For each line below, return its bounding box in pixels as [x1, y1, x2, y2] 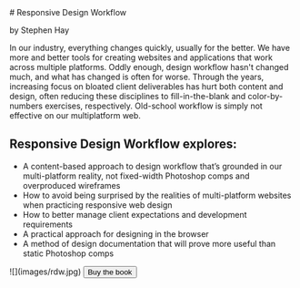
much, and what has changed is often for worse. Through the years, [9, 71, 265, 82]
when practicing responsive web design [22, 199, 173, 211]
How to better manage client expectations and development [22, 209, 247, 220]
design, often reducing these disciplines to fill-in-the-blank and [9, 91, 246, 101]
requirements [22, 219, 73, 230]
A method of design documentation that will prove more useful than [22, 238, 276, 249]
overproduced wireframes [22, 180, 121, 190]
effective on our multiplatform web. [9, 110, 141, 120]
